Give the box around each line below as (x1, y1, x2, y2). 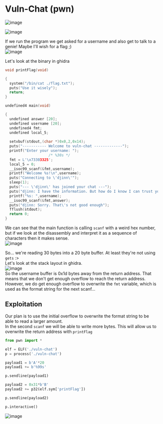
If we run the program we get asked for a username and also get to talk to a (5, 38, 156, 44)
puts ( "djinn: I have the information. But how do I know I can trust (9, 189, 153, 194)
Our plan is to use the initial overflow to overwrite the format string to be (5, 313, 149, 319)
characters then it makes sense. (5, 235, 69, 241)
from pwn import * (5, 338, 42, 343)
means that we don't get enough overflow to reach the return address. (5, 276, 146, 282)
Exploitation (5, 300, 42, 309)
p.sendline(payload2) (5, 395, 49, 400)
